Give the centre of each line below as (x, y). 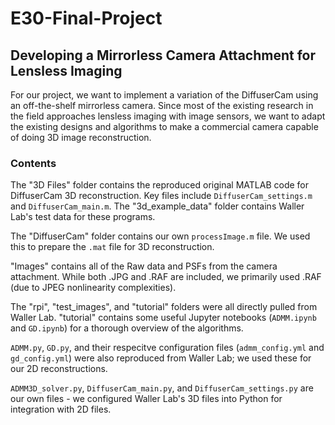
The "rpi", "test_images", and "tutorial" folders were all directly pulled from (164, 307)
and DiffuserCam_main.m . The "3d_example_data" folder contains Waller (157, 206)
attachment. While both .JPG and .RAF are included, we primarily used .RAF (166, 277)
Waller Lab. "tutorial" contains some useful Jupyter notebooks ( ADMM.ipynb (163, 318)
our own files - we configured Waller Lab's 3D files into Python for (146, 399)
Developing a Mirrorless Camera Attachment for (163, 55)
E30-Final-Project (86, 18)
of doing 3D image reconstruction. (81, 137)
